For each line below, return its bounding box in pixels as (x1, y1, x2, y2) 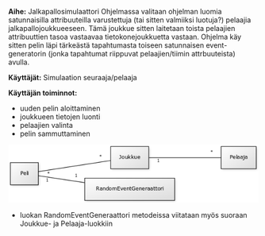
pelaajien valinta (19, 121, 74, 130)
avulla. (8, 57, 30, 67)
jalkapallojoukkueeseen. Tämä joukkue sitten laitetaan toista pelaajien (8, 24, 236, 33)
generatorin (8, 49, 47, 58)
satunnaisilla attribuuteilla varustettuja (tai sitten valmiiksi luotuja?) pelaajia (8, 15, 252, 25)
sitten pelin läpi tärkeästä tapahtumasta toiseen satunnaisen (8, 41, 205, 50)
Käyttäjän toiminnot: (8, 88, 78, 98)
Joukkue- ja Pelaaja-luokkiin (19, 219, 113, 228)
